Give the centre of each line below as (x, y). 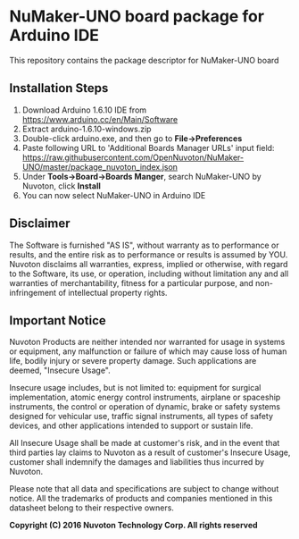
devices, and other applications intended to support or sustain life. (131, 425)
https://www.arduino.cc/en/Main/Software (100, 119)
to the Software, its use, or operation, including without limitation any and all (149, 274)
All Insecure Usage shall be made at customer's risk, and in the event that (145, 443)
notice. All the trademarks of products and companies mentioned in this (141, 499)
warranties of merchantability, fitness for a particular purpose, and (132, 282)
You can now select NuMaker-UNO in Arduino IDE (114, 195)
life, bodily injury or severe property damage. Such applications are (133, 361)
